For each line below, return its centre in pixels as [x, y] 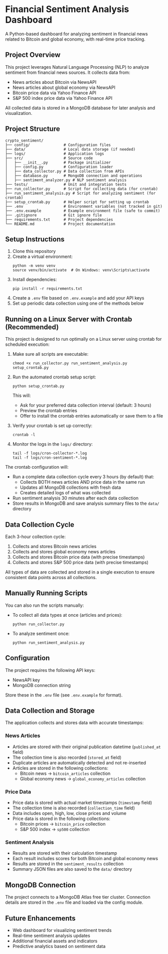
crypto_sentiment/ [24, 141]
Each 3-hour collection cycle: [36, 536]
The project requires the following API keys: [50, 670]
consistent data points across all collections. [51, 577]
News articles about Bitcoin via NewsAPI [54, 82]
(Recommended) [32, 327]
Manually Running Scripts [46, 593]
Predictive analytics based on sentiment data [59, 946]
